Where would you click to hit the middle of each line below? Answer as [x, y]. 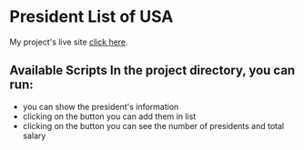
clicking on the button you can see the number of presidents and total [153, 125]
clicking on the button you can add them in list [109, 116]
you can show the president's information [101, 106]
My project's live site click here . [69, 42]
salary [34, 135]
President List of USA [91, 17]
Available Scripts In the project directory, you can [152, 70]
